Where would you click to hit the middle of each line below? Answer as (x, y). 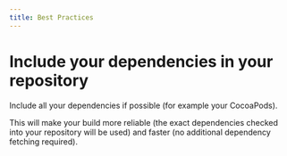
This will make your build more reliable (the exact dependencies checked (144, 122)
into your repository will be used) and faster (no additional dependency (140, 132)
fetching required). (44, 141)
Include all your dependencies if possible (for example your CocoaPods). (143, 105)
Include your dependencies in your (141, 61)
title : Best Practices (51, 17)
